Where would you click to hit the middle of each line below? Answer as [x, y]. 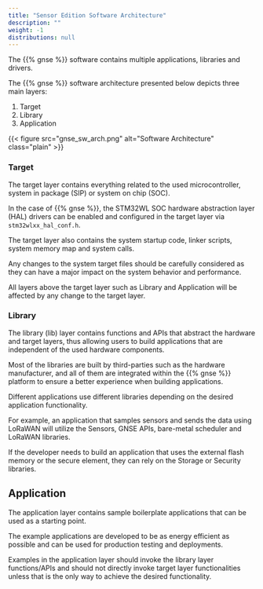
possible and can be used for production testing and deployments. [116, 544]
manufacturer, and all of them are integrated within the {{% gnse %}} [120, 373]
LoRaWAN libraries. [39, 437]
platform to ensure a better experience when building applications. [116, 381]
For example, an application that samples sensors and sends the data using [130, 420]
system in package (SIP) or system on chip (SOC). [89, 192]
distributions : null [42, 37]
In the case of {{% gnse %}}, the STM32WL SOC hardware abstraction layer [131, 208]
